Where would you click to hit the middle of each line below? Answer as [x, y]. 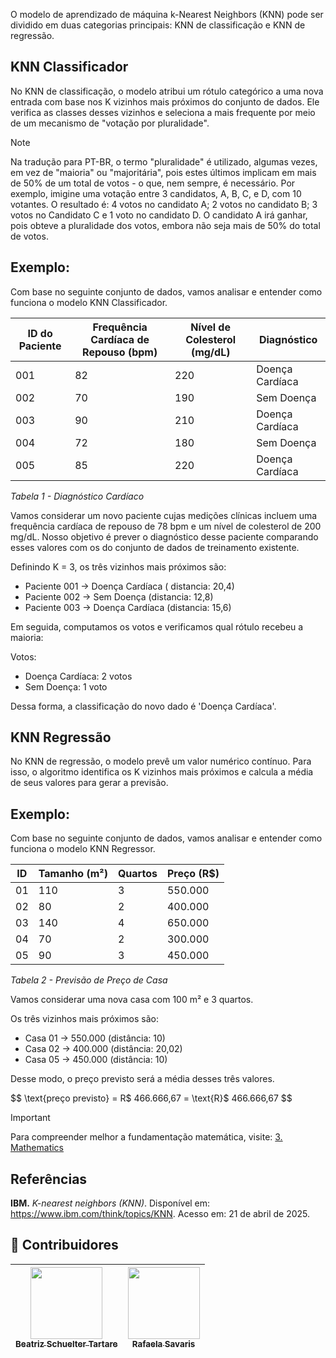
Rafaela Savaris [163, 1343]
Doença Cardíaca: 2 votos [78, 676]
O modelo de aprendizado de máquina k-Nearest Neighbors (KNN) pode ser [167, 14]
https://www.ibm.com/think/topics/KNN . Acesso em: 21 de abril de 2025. [160, 1214]
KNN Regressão [61, 737]
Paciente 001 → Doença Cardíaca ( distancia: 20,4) [129, 586]
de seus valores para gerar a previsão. [89, 783]
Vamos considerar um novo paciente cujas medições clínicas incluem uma [164, 515]
